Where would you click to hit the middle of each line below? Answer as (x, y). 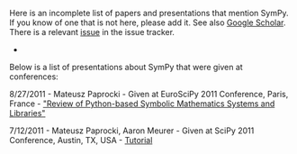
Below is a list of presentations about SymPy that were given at (126, 67)
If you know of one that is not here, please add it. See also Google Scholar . (148, 23)
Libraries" (27, 113)
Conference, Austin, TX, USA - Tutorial (81, 140)
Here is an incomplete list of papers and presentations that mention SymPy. (149, 13)
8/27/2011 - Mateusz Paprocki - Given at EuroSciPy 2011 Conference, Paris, (149, 94)
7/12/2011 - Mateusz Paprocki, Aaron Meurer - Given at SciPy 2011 (132, 131)
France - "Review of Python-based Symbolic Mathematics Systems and (142, 104)
